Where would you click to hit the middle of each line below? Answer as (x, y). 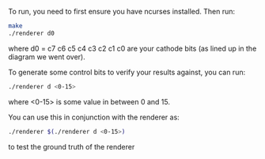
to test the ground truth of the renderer (72, 146)
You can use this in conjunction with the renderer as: (94, 117)
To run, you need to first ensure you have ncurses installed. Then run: (122, 11)
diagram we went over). (47, 57)
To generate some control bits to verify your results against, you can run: (127, 72)
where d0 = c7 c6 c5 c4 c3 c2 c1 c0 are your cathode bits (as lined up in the (132, 48)
